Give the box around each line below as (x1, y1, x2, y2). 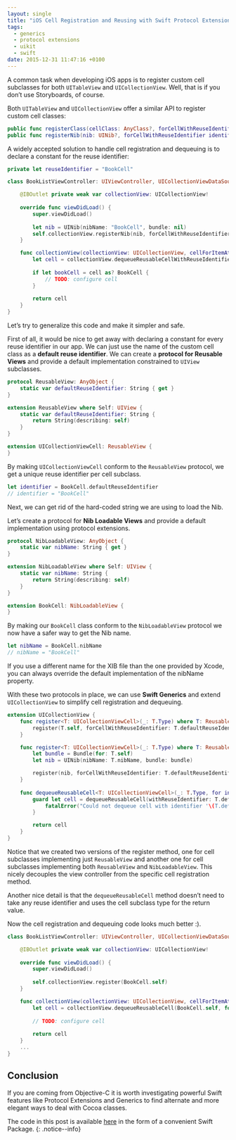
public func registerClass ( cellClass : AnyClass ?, (7, 125, 156, 132)
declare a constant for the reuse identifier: (7, 152, 129, 161)
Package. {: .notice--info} (7, 1125, 81, 1133)
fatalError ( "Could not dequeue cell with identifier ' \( (44, 802, 216, 810)
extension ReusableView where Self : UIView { (7, 404, 143, 411)
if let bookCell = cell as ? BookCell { (32, 269, 150, 276)
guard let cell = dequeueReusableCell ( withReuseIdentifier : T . (32, 796, 221, 803)
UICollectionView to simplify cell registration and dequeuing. (7, 698, 183, 706)
